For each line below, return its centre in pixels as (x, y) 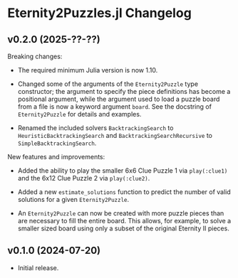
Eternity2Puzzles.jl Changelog (100, 13)
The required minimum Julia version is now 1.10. (88, 70)
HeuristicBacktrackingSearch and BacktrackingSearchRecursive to (115, 135)
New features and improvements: (56, 157)
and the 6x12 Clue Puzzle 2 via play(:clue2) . (84, 178)
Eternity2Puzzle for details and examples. (79, 114)
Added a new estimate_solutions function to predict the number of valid (124, 192)
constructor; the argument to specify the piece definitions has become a (124, 91)
